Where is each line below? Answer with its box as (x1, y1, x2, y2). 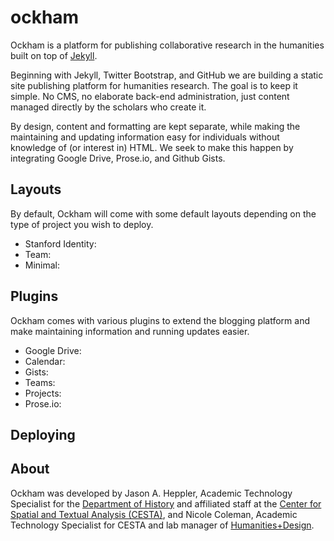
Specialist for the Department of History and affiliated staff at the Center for (10, 497, 322, 510)
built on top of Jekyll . (10, 49, 98, 61)
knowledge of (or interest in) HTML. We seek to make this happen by (10, 141, 294, 153)
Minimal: (24, 259, 61, 271)
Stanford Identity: (24, 237, 97, 250)
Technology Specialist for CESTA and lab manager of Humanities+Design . (10, 519, 315, 531)
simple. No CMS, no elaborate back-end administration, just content (10, 90, 290, 102)
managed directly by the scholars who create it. (10, 101, 207, 113)
